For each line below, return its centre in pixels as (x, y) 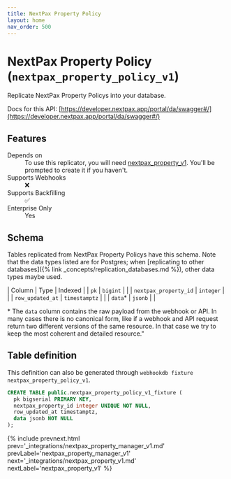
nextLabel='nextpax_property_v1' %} (60, 468)
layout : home (26, 20)
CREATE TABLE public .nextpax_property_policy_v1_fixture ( (95, 392)
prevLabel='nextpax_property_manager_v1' (69, 453)
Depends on (25, 155)
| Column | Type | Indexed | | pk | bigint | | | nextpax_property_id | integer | (116, 290)
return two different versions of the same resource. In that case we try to (112, 326)
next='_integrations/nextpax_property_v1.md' (72, 461)
